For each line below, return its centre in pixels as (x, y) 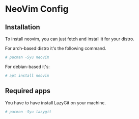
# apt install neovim (27, 75)
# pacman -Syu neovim (27, 57)
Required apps (28, 91)
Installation (23, 27)
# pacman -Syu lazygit (28, 112)
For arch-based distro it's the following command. (56, 48)
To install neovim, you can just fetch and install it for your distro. (70, 39)
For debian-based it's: (28, 67)
